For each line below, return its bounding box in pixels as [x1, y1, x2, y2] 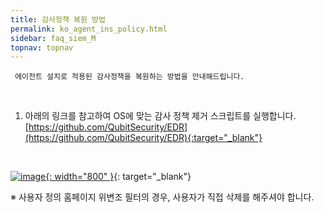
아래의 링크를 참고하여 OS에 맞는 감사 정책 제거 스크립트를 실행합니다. [24, 110, 297, 122]
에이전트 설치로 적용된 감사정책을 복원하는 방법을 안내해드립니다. [14, 72, 245, 82]
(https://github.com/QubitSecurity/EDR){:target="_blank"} [24, 132, 263, 144]
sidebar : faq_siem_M [10, 33, 97, 43]
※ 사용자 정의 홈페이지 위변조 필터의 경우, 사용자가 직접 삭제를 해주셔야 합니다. [10, 191, 315, 203]
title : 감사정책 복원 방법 [10, 14, 106, 25]
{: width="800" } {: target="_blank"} [45, 171, 192, 183]
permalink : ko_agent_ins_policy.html [10, 24, 168, 34]
